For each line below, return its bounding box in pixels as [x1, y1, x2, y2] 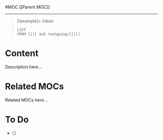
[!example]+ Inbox [16, 18, 54, 24]
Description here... [5, 64, 42, 70]
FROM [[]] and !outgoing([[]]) [16, 32, 81, 36]
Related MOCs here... [5, 97, 48, 103]
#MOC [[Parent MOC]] [5, 4, 50, 10]
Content [5, 48, 39, 59]
